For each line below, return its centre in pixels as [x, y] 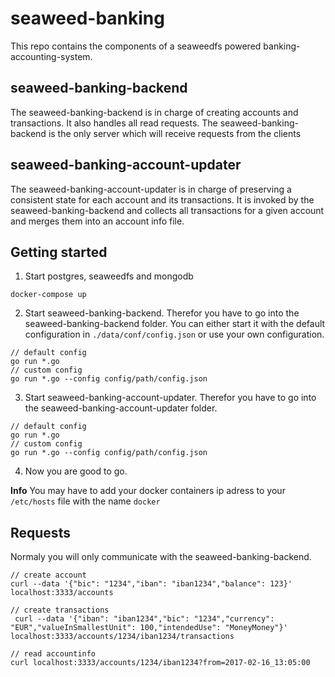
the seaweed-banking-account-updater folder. [121, 408]
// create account [48, 575]
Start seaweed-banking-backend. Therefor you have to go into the [162, 313]
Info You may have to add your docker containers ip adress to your [148, 491]
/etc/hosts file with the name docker [85, 501]
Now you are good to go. [76, 471]
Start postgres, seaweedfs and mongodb [109, 276]
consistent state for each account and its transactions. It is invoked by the [162, 199]
